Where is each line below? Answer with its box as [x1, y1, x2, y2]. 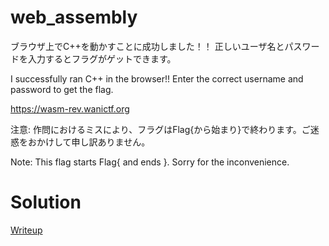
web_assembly [10, 6, 138, 29]
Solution [10, 191, 82, 214]
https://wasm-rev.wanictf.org [10, 102, 130, 115]
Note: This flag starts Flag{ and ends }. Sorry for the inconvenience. [10, 156, 290, 168]
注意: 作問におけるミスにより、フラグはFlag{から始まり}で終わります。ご [10, 123, 311, 135]
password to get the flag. [10, 83, 114, 95]
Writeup [10, 224, 43, 236]
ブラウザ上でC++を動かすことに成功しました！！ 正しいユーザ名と [10, 40, 285, 52]
